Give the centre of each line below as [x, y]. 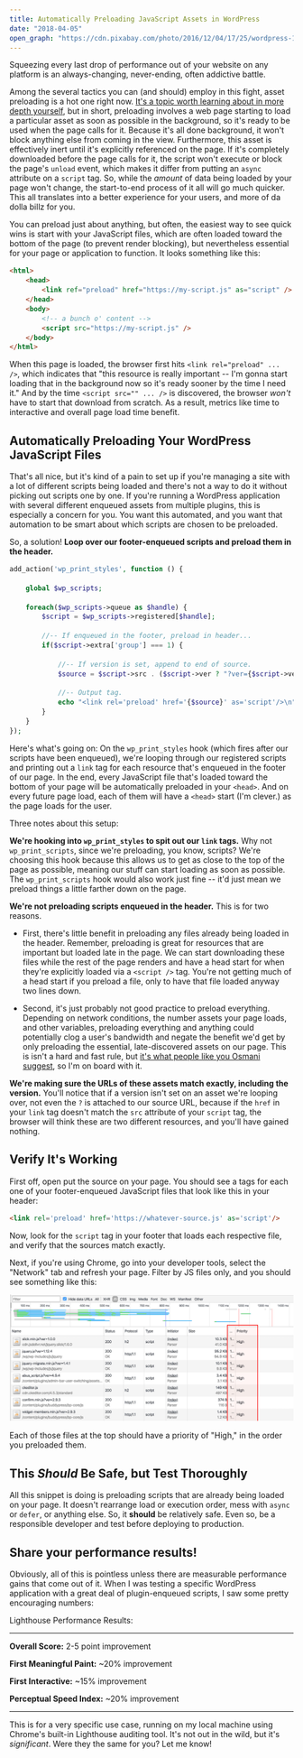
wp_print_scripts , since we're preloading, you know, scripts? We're [135, 850]
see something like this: [53, 1281]
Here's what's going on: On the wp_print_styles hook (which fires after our [149, 748]
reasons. [26, 915]
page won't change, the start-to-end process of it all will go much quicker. [147, 188]
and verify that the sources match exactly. [87, 1244]
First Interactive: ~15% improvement [78, 1681]
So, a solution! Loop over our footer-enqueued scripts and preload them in [150, 542]
